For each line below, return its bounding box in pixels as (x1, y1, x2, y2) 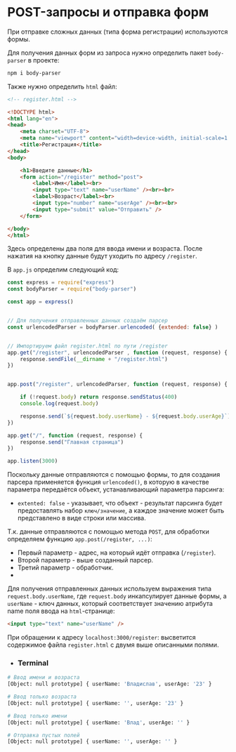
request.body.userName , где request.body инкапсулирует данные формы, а (7, 592, 227, 600)
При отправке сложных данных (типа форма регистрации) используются (7, 27, 228, 36)
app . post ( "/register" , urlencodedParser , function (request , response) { (7, 381, 228, 388)
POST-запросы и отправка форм (7, 4, 209, 20)
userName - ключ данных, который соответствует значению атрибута (7, 600, 213, 608)
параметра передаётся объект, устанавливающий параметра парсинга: (7, 485, 225, 494)
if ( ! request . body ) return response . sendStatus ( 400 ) (20, 394, 178, 401)
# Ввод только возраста (7, 693, 77, 701)
